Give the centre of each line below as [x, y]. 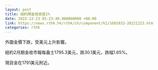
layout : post [18, 9]
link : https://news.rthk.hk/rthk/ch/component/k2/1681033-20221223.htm [79, 23]
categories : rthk [23, 28]
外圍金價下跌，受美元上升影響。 [37, 42]
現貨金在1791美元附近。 [28, 63]
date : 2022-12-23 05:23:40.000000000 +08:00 [51, 18]
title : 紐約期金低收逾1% [27, 14]
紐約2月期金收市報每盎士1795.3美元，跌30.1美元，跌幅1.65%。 [68, 52]
